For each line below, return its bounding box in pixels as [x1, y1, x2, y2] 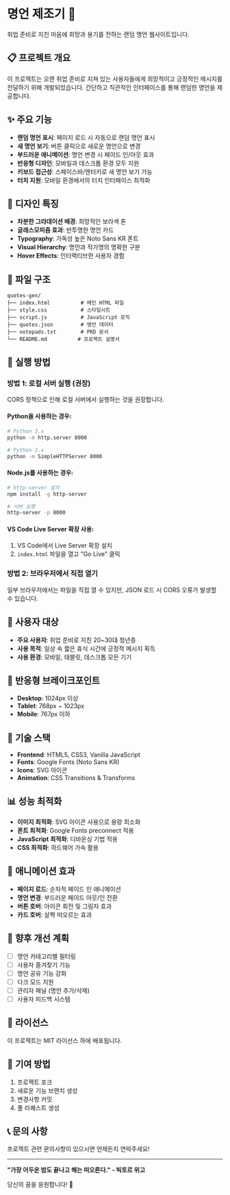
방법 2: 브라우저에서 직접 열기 [7, 569, 98, 579]
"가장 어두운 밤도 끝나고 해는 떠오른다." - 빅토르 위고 [7, 1166, 146, 1174]
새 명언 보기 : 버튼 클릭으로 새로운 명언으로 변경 [16, 142, 141, 150]
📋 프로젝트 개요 [7, 52, 71, 64]
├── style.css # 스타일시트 [7, 307, 111, 314]
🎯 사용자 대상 [7, 616, 60, 628]
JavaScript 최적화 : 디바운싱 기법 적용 [16, 835, 118, 843]
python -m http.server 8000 [7, 434, 88, 441]
